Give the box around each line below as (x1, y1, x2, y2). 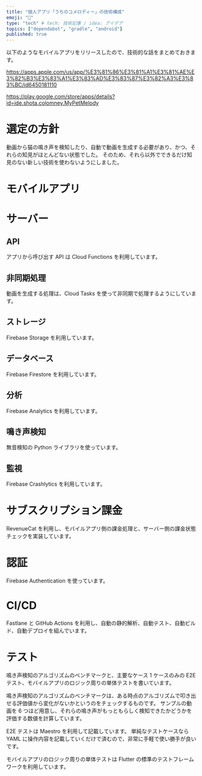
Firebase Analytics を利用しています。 (6, 407, 101, 414)
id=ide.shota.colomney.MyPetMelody (6, 99, 99, 106)
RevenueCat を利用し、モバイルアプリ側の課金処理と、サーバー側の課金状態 (6, 525, 197, 532)
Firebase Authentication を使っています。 (6, 577, 109, 584)
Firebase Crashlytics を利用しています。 (6, 480, 106, 487)
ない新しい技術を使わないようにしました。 (16, 158, 122, 166)
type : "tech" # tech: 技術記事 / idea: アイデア (6, 20, 124, 26)
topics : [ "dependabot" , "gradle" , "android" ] (6, 25, 122, 32)
